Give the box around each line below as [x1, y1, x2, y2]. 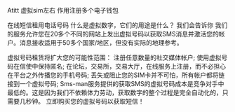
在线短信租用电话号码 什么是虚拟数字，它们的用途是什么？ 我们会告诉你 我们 [7, 21, 228, 29]
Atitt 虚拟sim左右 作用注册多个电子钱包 [7, 6, 119, 14]
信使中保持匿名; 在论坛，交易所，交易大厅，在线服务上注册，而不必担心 [19, 62, 227, 70]
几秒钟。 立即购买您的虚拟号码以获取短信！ [19, 97, 145, 105]
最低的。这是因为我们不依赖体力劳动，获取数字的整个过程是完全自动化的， [7, 88, 222, 97]
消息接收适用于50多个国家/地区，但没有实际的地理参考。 [19, 38, 184, 47]
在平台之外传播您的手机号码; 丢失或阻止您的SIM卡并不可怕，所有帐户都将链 [7, 71, 225, 79]
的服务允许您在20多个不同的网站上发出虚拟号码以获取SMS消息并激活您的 [7, 30, 219, 38]
